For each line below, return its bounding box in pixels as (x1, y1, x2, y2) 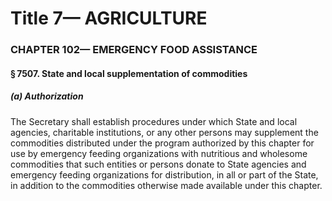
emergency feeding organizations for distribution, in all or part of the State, (10, 168, 319, 181)
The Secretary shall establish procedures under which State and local (10, 115, 298, 127)
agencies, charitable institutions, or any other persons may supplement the (10, 126, 319, 138)
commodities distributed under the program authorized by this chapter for (10, 137, 315, 149)
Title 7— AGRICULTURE (10, 7, 208, 30)
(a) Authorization (10, 90, 84, 102)
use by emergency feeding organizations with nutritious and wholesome (10, 147, 308, 159)
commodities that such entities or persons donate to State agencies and (10, 158, 307, 170)
